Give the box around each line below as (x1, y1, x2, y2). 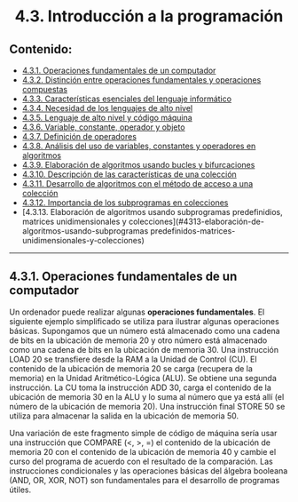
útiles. (9, 484, 32, 495)
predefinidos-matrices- (150, 226, 236, 236)
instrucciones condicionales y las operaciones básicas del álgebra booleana (9, 465, 288, 476)
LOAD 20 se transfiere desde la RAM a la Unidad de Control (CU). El (9, 354, 257, 364)
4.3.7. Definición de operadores (21, 131, 137, 141)
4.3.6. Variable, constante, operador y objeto (21, 122, 185, 132)
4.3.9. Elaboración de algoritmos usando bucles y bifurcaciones (21, 160, 255, 170)
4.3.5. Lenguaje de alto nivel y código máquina (21, 113, 192, 123)
